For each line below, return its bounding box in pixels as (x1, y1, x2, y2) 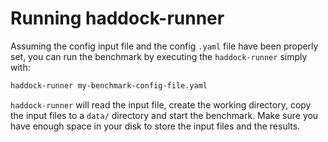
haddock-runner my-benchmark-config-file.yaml (10, 80, 208, 91)
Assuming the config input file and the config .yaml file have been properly (10, 40, 319, 52)
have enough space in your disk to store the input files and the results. (10, 120, 301, 132)
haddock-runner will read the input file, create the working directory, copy (10, 98, 312, 111)
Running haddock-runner (10, 7, 225, 30)
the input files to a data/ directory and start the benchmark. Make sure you (10, 109, 319, 121)
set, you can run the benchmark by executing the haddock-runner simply (10, 50, 308, 62)
